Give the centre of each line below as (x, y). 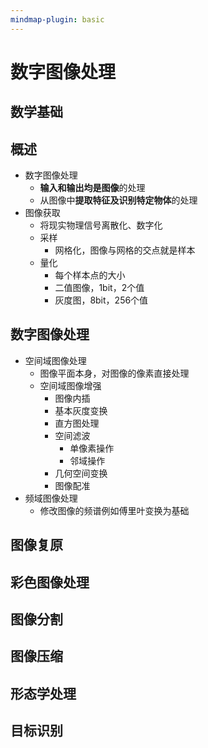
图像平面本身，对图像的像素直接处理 (114, 373)
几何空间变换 (81, 473)
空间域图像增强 (70, 385)
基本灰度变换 (81, 410)
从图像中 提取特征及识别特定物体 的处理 (118, 200)
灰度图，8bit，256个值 (101, 300)
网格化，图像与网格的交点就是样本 (125, 250)
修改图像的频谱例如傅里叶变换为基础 (114, 510)
